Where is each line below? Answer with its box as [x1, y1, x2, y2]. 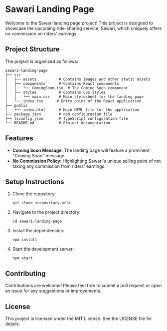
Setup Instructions [5, 177, 64, 186]
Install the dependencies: [12, 228, 65, 234]
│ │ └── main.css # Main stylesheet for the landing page [5, 94, 144, 99]
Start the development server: [12, 246, 74, 252]
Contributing [5, 269, 46, 278]
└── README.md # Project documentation [5, 120, 111, 125]
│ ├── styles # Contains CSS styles [5, 90, 106, 95]
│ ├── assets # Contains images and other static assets [5, 76, 151, 82]
